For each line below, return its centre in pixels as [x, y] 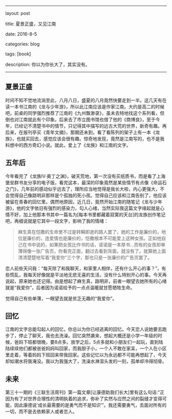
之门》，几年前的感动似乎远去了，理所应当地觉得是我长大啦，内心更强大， [83, 189]
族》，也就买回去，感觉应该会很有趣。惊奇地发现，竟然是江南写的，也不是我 [85, 138]
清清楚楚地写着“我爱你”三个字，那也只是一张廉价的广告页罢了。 [85, 257]
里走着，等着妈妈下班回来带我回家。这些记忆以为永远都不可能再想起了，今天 [86, 355]
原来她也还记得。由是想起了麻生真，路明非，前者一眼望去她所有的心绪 [93, 281]
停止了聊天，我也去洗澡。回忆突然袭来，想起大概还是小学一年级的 [88, 336]
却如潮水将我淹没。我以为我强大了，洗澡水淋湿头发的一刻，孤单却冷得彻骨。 [86, 361]
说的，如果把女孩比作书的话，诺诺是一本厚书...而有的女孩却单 [100, 244]
